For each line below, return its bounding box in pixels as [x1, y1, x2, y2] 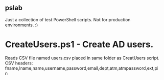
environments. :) [5, 22, 38, 28]
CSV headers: [5, 60, 33, 66]
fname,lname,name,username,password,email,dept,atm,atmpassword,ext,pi [5, 65, 159, 71]
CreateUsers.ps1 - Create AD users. [5, 39, 154, 50]
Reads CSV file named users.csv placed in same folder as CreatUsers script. [5, 55, 160, 61]
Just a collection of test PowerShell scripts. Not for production [5, 16, 131, 22]
